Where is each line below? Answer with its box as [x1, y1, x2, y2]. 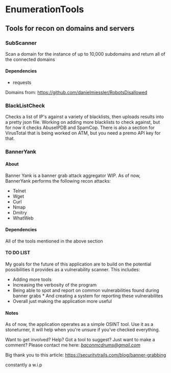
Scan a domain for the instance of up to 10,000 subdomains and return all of [5, 51, 166, 57]
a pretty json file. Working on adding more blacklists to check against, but [5, 119, 160, 125]
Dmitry [12, 209, 27, 215]
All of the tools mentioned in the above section [5, 238, 103, 244]
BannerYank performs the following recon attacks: [5, 178, 111, 184]
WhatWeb [12, 215, 34, 221]
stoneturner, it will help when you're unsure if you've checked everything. [5, 326, 160, 333]
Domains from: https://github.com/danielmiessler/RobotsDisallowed [5, 90, 148, 96]
